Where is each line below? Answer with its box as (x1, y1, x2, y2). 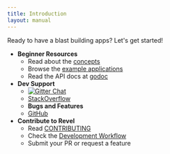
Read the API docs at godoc (27, 71, 108, 80)
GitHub (27, 109, 49, 118)
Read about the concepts (27, 57, 100, 65)
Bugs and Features (27, 101, 84, 110)
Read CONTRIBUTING (27, 124, 91, 132)
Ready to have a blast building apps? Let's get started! (7, 36, 164, 44)
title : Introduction (7, 10, 68, 17)
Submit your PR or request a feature (27, 139, 131, 147)
